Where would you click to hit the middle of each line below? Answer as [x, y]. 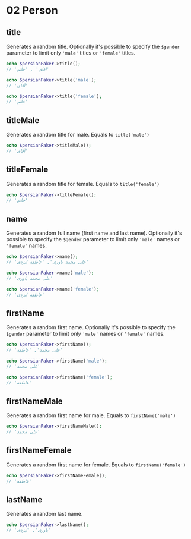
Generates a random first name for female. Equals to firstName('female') [96, 465]
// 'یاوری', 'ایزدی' [28, 530]
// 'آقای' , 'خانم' [28, 69]
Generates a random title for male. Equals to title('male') [78, 135]
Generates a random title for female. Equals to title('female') [83, 184]
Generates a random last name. [44, 514]
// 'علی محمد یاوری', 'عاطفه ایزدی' [47, 262]
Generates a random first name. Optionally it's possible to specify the [91, 327]
